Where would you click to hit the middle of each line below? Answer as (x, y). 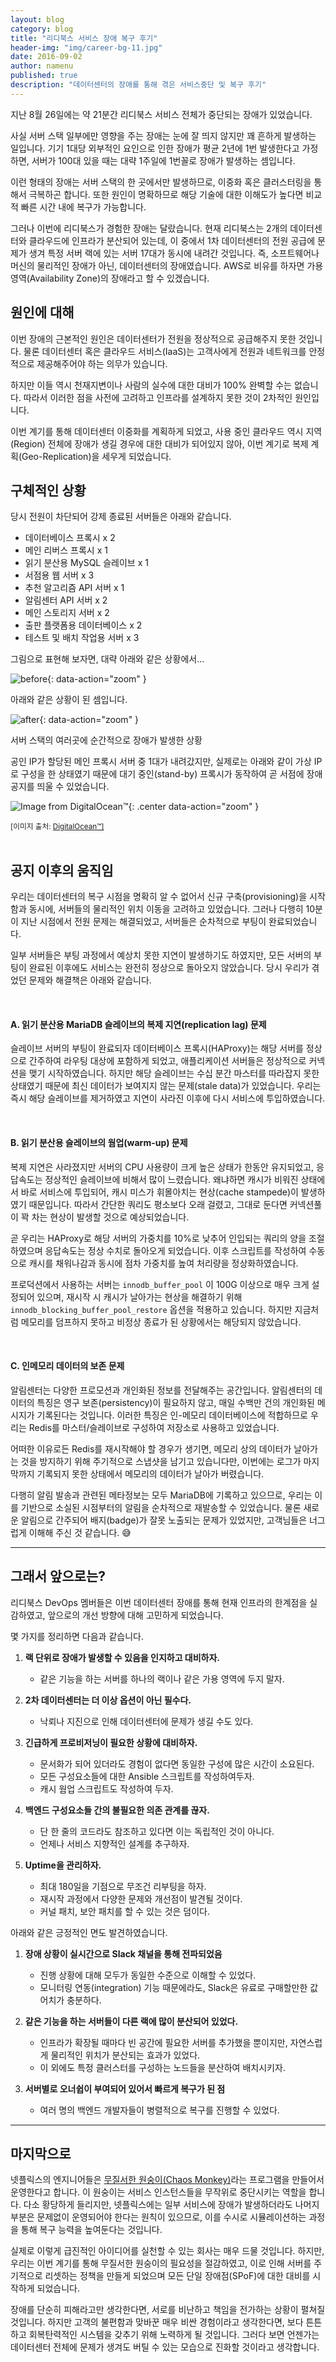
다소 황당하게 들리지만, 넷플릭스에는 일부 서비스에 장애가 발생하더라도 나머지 (171, 2205)
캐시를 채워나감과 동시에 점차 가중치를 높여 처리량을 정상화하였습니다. (163, 1263)
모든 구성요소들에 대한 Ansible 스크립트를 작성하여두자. (147, 1776)
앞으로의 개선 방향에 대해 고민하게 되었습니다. (135, 1615)
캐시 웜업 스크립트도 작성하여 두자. (106, 1788)
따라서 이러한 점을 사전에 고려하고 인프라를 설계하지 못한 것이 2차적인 (158, 397)
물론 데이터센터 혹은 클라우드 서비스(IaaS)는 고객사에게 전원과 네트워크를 (165, 351)
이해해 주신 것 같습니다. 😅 (80, 1532)
